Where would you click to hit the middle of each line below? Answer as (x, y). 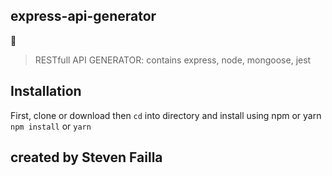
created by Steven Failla (86, 157)
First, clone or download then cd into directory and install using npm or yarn (166, 115)
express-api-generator (83, 16)
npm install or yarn (51, 126)
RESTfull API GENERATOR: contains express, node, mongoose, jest (173, 60)
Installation (46, 91)
